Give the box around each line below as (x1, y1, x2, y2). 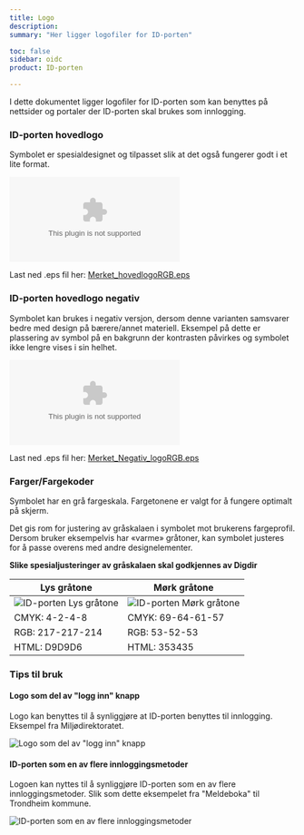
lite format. (9, 159, 50, 170)
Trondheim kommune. (9, 798, 92, 809)
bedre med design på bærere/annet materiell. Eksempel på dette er (9, 322, 261, 333)
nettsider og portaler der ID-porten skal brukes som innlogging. (9, 106, 247, 116)
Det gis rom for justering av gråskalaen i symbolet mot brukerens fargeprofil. (9, 523, 296, 534)
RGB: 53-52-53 (127, 625, 199, 638)
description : (9, 22, 59, 31)
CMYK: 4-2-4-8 (14, 611, 88, 624)
